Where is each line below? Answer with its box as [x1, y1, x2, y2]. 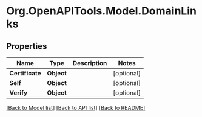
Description [72, 59, 107, 67]
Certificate [9, 69, 41, 77]
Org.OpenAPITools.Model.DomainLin [6, 4, 197, 18]
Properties [6, 41, 47, 51]
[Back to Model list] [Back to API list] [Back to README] [6, 104, 146, 111]
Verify [9, 89, 28, 97]
